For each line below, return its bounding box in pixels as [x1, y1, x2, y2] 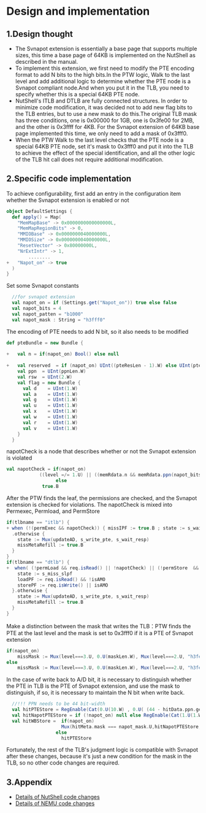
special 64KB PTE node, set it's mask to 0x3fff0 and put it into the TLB [15, 143, 194, 150]
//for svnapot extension [12, 294, 75, 300]
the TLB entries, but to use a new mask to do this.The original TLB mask [15, 110, 197, 117]
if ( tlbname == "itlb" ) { [6, 519, 70, 525]
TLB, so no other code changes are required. [6, 759, 120, 766]
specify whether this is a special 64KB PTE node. [15, 91, 140, 98]
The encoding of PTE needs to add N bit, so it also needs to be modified [6, 328, 189, 335]
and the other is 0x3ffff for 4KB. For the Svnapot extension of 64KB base [15, 123, 200, 130]
